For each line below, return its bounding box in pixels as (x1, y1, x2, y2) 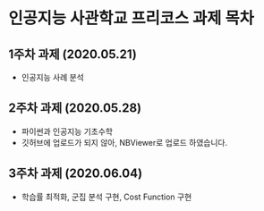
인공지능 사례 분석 (21, 72, 84, 82)
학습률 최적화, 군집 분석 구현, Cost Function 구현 (21, 191, 192, 202)
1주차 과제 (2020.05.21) (8, 46, 138, 62)
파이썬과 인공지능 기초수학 (21, 126, 114, 137)
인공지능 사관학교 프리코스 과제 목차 (8, 8, 254, 29)
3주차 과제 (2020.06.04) (8, 166, 143, 181)
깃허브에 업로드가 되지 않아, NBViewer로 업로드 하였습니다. (21, 137, 228, 148)
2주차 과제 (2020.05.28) (8, 100, 142, 116)
